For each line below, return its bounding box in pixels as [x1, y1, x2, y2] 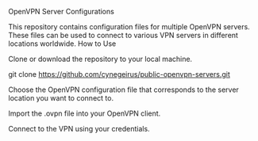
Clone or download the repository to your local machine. [8, 55, 193, 63]
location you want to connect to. [8, 93, 114, 102]
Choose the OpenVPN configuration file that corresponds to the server [8, 85, 240, 94]
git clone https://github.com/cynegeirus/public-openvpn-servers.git [8, 70, 230, 78]
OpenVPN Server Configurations [8, 7, 115, 16]
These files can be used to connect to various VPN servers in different [8, 31, 238, 40]
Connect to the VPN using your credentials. [8, 124, 150, 133]
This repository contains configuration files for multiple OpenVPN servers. [8, 22, 250, 31]
